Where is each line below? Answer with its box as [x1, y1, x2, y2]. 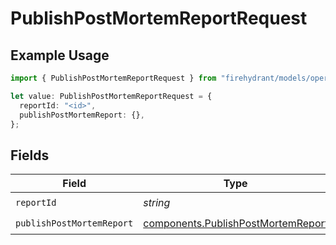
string [143, 195, 171, 209]
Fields [10, 147, 50, 164]
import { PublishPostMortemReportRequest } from [10, 73, 217, 83]
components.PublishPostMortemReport [143, 216, 329, 230]
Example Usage [10, 47, 110, 64]
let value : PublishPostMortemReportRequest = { [10, 91, 213, 101]
